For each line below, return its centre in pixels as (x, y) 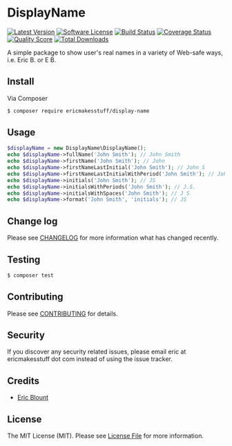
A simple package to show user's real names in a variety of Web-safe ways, (115, 52)
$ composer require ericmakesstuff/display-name (78, 111)
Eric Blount (33, 398)
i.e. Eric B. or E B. (32, 59)
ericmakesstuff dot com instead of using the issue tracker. (90, 359)
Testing (24, 259)
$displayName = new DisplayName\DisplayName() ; (77, 148)
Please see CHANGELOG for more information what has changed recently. (113, 238)
